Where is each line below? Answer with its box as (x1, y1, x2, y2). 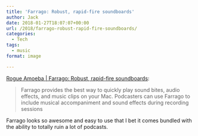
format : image (6, 53, 42, 59)
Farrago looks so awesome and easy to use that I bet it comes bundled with (6, 117, 192, 124)
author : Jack (6, 14, 39, 20)
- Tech (11, 36, 28, 42)
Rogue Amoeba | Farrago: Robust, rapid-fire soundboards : (6, 75, 150, 82)
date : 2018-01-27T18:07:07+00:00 (6, 20, 89, 26)
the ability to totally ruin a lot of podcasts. (6, 123, 109, 130)
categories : (6, 31, 36, 37)
